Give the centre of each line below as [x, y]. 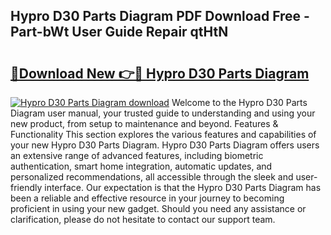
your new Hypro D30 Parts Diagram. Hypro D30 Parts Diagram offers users [165, 145]
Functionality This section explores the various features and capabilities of [163, 134]
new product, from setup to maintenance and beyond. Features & [144, 123]
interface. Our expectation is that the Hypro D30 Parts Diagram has [183, 187]
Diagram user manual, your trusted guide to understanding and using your [163, 113]
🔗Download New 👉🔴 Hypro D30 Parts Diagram [160, 73]
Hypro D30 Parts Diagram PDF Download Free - [160, 16]
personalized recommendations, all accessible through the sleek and [152, 177]
